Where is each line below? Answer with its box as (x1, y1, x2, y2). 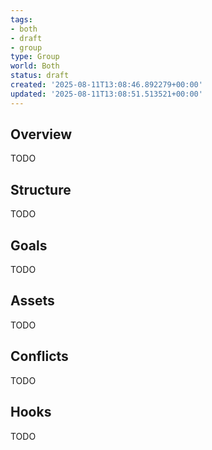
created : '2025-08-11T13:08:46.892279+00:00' (10, 80, 203, 90)
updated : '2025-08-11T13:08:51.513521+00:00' (10, 89, 203, 99)
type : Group (10, 52, 60, 62)
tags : (10, 14, 33, 25)
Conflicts (10, 348, 69, 365)
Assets (10, 292, 55, 310)
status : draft (10, 71, 70, 81)
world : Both (10, 61, 60, 71)
